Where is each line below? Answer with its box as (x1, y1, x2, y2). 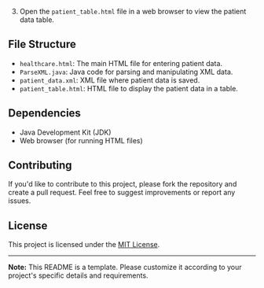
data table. (19, 15, 55, 24)
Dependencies (8, 106, 81, 120)
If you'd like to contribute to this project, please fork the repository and (8, 179, 237, 189)
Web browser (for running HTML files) (19, 135, 143, 145)
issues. (8, 196, 31, 205)
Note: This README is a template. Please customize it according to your (8, 263, 242, 272)
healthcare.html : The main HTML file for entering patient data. (19, 58, 222, 68)
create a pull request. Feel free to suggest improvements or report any (8, 188, 236, 198)
